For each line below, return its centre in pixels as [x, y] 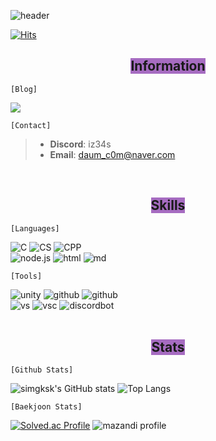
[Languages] [35, 228]
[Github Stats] [42, 370]
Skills [168, 205]
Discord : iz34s [80, 144]
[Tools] [26, 276]
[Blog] [24, 89]
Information [168, 66]
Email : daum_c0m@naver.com [112, 154]
